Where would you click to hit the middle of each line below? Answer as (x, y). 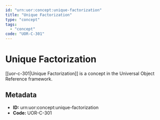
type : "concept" (23, 19)
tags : (11, 24)
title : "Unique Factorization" (39, 15)
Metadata (21, 95)
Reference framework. (29, 79)
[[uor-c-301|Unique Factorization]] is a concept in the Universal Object (80, 73)
